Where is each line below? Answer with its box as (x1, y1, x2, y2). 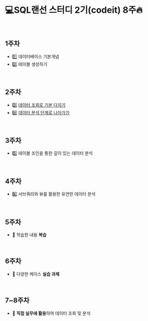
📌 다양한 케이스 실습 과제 (12, 271, 60, 277)
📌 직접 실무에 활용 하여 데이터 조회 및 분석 (12, 310, 91, 316)
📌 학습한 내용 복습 (12, 232, 47, 238)
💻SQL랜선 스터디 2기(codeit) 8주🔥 (5, 4, 143, 16)
